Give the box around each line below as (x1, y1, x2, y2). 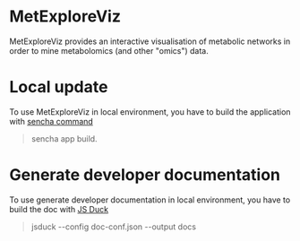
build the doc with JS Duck (9, 203, 109, 214)
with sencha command (9, 116, 94, 126)
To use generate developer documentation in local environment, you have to (9, 194, 291, 205)
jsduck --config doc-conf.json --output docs (30, 221, 197, 232)
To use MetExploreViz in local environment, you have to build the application (9, 106, 291, 117)
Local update (9, 77, 108, 98)
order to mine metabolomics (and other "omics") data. (9, 45, 209, 56)
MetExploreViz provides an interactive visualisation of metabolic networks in (9, 36, 291, 47)
